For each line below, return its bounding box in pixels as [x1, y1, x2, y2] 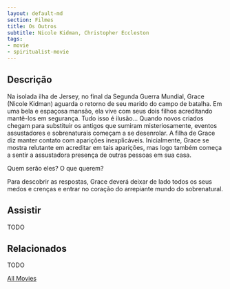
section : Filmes [7, 17, 54, 23]
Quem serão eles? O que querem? [7, 164, 104, 172]
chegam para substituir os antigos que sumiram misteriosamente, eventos [7, 121, 218, 129]
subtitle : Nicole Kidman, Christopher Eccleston [7, 29, 149, 36]
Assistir [7, 204, 41, 217]
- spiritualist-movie [7, 49, 70, 56]
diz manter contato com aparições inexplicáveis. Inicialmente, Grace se [7, 136, 209, 144]
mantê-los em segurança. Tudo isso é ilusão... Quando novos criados [7, 114, 204, 122]
